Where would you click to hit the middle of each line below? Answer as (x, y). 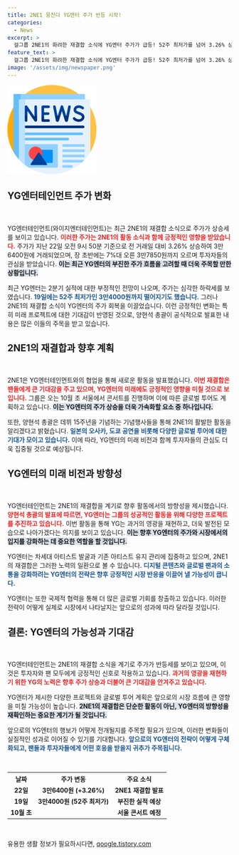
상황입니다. (23, 273)
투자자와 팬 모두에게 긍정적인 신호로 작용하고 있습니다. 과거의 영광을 (114, 673)
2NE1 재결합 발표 (139, 790)
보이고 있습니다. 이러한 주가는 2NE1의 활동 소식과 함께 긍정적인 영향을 (110, 237)
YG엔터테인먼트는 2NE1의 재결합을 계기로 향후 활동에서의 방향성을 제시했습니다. (118, 506)
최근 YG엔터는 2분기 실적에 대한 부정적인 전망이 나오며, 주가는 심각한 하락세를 (115, 288)
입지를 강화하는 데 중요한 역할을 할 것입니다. (68, 541)
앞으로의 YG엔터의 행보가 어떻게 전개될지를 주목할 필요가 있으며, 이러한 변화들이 (118, 730)
